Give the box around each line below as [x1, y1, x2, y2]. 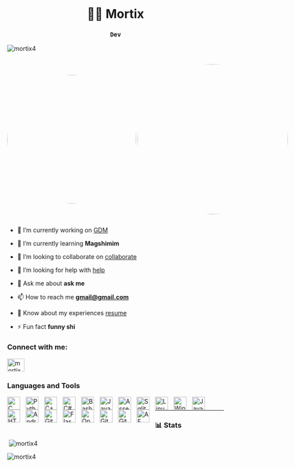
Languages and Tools [7, 380, 80, 390]
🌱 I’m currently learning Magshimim [17, 240, 120, 248]
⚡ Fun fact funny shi [17, 323, 76, 331]
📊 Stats [155, 420, 182, 430]
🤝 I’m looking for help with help [17, 266, 105, 274]
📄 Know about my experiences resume [17, 309, 127, 317]
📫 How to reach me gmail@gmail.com [17, 293, 129, 301]
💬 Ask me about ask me [17, 280, 85, 288]
